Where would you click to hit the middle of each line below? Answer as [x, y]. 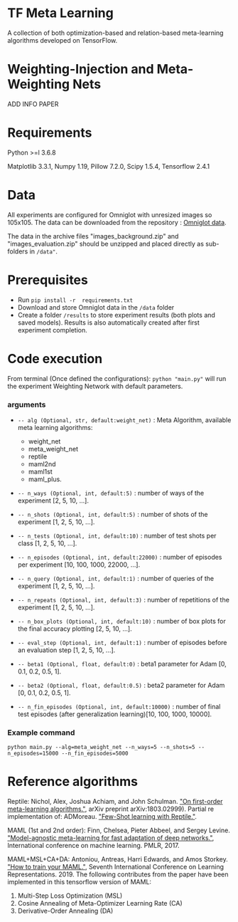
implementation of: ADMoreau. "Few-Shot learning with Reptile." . [102, 817]
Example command [41, 733]
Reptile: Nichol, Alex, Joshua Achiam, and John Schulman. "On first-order [115, 802]
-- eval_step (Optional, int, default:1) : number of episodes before [122, 642]
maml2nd [42, 463]
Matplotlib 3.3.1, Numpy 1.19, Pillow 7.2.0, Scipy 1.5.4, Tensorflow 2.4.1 [109, 166]
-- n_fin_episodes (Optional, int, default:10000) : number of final [119, 706]
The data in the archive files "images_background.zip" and [93, 236]
